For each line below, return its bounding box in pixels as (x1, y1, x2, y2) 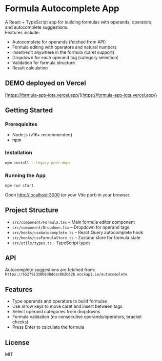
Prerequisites (5, 121, 38, 127)
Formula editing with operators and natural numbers (12, 44, 117, 50)
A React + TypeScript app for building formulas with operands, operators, (5, 19, 153, 25)
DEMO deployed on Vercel (5, 79, 86, 87)
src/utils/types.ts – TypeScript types (12, 240, 91, 246)
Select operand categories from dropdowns (12, 309, 101, 315)
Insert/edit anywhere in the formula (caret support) (12, 49, 115, 55)
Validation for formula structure (12, 60, 75, 65)
